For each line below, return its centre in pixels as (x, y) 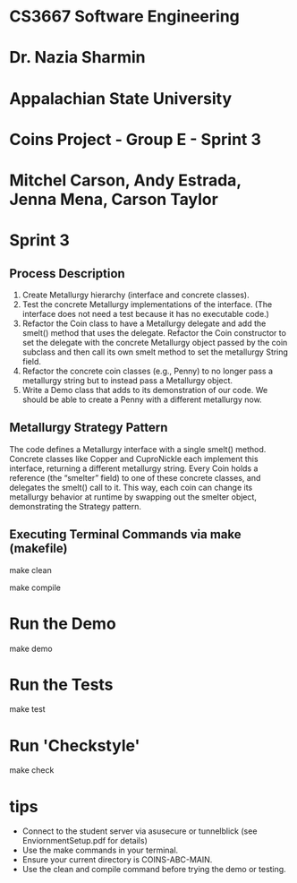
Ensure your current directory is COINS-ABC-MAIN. (117, 860)
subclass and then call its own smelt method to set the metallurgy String (155, 352)
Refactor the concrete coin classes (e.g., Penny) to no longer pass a (148, 371)
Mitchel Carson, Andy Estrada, (125, 180)
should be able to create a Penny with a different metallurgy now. (142, 399)
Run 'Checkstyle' (75, 746)
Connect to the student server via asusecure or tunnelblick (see (140, 831)
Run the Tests (61, 685)
